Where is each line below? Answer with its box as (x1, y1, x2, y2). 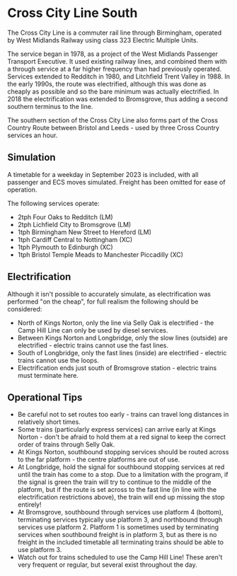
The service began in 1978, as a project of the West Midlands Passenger (7, 50, 218, 58)
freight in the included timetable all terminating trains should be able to (17, 538, 224, 546)
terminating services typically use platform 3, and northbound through (17, 515, 223, 524)
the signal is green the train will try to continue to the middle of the (17, 478, 212, 486)
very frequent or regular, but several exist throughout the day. (17, 560, 198, 569)
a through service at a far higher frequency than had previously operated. (7, 64, 222, 73)
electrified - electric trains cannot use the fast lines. (17, 341, 168, 350)
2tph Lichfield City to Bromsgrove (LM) (17, 220, 132, 229)
